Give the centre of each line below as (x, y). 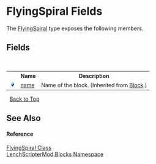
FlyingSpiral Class (29, 147)
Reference (20, 134)
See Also (24, 118)
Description (94, 76)
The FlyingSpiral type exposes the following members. (75, 28)
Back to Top (24, 99)
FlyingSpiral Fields (54, 11)
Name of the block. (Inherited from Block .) (94, 85)
